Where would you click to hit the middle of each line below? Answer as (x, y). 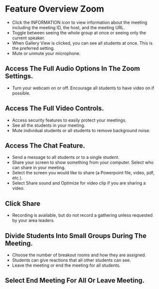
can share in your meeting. (39, 168)
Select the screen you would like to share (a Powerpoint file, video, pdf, (83, 173)
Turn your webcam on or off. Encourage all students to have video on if (83, 88)
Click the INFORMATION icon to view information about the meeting (80, 22)
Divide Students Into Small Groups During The (76, 236)
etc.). (17, 178)
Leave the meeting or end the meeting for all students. (66, 265)
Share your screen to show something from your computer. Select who (83, 162)
